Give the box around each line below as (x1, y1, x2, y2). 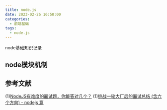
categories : (5, 16, 30, 21)
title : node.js (5, 7, 37, 12)
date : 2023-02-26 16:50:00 (5, 12, 61, 17)
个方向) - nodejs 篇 (5, 100, 44, 106)
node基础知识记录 (5, 45, 42, 50)
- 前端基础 (9, 21, 29, 26)
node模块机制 (5, 61, 48, 69)
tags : (5, 26, 16, 31)
